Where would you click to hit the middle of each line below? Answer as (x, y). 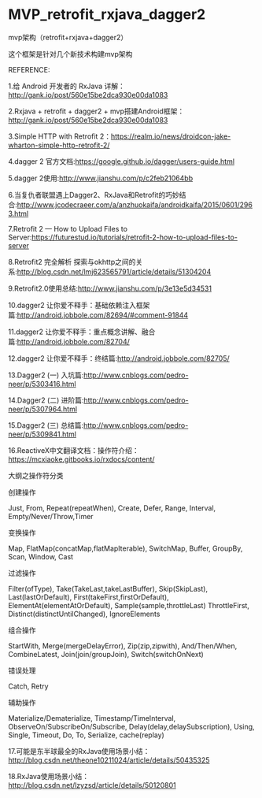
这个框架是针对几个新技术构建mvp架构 (70, 54)
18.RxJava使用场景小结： (49, 776)
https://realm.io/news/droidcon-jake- (171, 136)
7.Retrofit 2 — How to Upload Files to (68, 228)
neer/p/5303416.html (42, 384)
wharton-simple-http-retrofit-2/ (59, 145)
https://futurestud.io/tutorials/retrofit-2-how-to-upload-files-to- (135, 237)
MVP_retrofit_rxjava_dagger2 (107, 15)
